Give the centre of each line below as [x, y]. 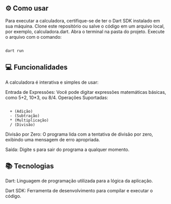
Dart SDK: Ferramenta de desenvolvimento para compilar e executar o [79, 191]
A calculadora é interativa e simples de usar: [52, 82]
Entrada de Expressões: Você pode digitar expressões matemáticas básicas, [86, 92]
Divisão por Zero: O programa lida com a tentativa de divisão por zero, [79, 134]
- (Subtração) [25, 116]
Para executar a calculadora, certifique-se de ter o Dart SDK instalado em [83, 20]
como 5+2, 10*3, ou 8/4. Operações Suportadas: [57, 97]
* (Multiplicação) [30, 120]
